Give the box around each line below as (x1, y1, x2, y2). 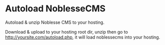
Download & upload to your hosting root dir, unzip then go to (5, 29, 128, 35)
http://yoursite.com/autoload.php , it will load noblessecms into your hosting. (5, 34, 161, 40)
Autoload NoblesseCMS (5, 3, 106, 14)
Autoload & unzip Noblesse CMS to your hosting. (5, 19, 105, 25)
